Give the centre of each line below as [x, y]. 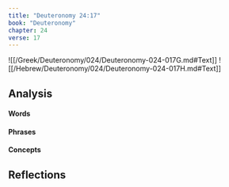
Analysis [31, 93]
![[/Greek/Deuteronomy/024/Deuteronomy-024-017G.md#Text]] [113, 60]
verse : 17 [25, 38]
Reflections [37, 175]
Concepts [25, 150]
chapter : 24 [28, 30]
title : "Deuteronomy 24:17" [55, 15]
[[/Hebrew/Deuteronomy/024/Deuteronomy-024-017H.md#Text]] [115, 69]
